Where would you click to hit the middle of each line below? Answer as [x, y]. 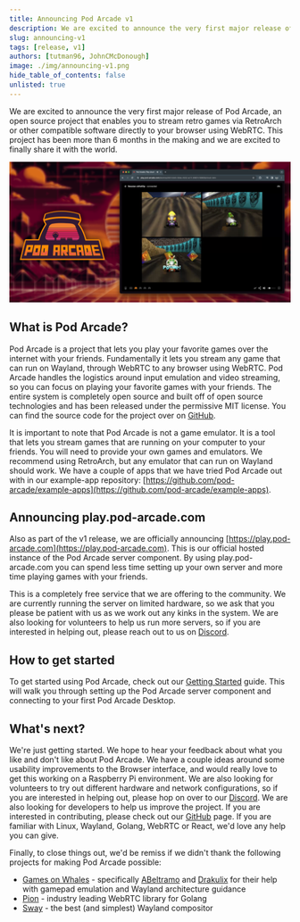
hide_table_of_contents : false [67, 76]
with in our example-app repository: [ [78, 480]
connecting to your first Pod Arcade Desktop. [92, 701]
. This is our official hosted [216, 548]
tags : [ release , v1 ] [48, 47]
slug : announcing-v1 [48, 37]
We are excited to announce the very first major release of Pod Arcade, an [146, 111]
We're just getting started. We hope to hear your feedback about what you [146, 750]
